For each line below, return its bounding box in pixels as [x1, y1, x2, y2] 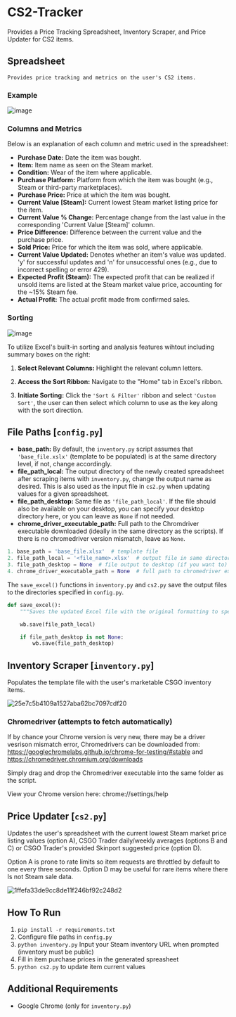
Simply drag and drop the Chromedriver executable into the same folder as [7, 769, 224, 777]
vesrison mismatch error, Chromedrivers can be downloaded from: [7, 740, 200, 749]
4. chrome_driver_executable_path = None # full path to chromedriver [7, 568, 221, 575]
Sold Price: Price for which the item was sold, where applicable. [17, 243, 204, 252]
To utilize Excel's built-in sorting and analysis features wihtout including [7, 343, 215, 351]
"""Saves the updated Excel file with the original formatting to [20, 608, 218, 615]
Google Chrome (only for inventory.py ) [17, 1002, 131, 1010]
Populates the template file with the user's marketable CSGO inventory [7, 678, 212, 686]
